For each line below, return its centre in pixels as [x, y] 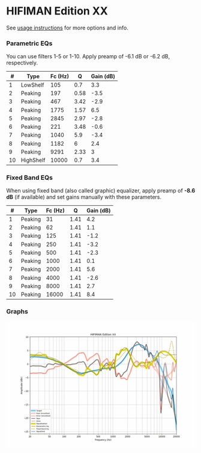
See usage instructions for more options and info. [67, 28]
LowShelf [32, 85]
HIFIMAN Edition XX [57, 11]
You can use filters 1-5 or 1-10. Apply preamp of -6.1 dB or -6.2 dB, [88, 57]
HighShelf [33, 160]
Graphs [17, 312]
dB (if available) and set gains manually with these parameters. [84, 197]
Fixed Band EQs [29, 177]
